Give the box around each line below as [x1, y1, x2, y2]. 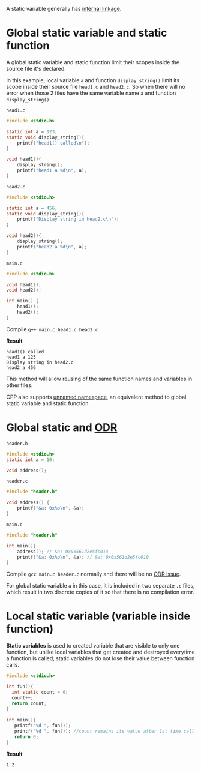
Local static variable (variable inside [6, 609, 191, 623]
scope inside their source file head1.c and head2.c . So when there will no [6, 83, 186, 90]
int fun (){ [6, 684, 34, 690]
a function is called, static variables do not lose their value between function [6, 655, 195, 662]
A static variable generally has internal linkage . [6, 5, 122, 12]
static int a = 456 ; [6, 205, 58, 211]
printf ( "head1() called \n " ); [17, 140, 90, 146]
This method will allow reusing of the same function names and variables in [6, 375, 193, 382]
